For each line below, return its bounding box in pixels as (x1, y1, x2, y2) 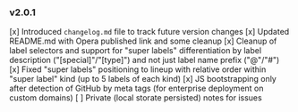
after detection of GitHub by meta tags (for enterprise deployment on (9, 83, 264, 94)
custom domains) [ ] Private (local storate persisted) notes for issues (9, 92, 262, 103)
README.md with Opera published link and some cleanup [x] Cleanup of (9, 36, 277, 46)
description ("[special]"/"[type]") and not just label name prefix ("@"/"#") (9, 55, 280, 66)
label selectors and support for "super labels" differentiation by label (9, 45, 262, 56)
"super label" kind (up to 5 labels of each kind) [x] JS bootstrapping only (9, 74, 277, 84)
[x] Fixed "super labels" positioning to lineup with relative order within (9, 64, 267, 75)
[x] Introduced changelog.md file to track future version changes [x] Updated (9, 27, 290, 37)
